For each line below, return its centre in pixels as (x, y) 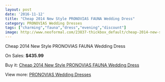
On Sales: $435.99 (25, 56)
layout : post (18, 10)
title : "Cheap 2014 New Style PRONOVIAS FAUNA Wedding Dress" (70, 19)
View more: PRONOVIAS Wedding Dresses (48, 74)
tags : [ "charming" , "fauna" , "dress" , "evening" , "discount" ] (66, 28)
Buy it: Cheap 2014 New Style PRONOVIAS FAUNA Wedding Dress (72, 65)
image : (12, 32)
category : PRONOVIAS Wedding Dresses (44, 23)
